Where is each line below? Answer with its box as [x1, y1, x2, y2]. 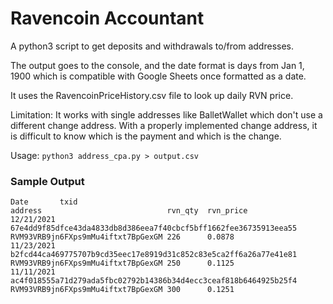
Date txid [10, 197, 78, 207]
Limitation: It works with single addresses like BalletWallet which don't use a [10, 108, 323, 121]
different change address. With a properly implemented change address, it [10, 119, 318, 131]
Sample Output [10, 174, 85, 188]
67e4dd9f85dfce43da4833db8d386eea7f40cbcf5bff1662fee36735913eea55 [10, 223, 298, 234]
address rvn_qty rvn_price [10, 206, 248, 216]
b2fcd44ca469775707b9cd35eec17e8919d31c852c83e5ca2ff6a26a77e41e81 [10, 250, 298, 260]
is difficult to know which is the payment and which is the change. [10, 130, 282, 142]
